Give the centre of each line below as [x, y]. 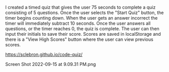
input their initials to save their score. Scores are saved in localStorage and [83, 34]
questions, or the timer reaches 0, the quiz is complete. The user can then [82, 29]
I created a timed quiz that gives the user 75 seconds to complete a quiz [80, 7]
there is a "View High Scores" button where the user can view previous [79, 39]
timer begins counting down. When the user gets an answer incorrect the [81, 18]
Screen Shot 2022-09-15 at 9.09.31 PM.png [51, 64]
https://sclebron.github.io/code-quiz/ [44, 54]
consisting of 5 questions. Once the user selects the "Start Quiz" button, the [85, 13]
